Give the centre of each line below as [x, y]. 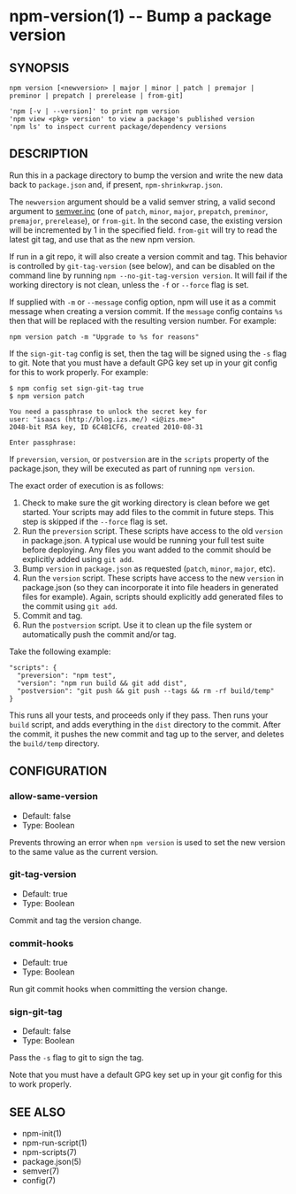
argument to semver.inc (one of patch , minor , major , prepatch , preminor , [139, 211]
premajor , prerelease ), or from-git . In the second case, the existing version [146, 220]
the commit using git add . [69, 606]
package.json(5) [52, 1162]
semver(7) [41, 1171]
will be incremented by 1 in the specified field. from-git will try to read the [143, 230]
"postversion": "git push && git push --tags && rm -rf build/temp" [146, 691]
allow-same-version [54, 797]
